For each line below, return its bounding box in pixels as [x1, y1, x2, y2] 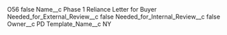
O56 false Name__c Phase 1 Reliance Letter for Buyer [7, 5, 157, 13]
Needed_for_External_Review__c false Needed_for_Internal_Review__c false [7, 12, 221, 21]
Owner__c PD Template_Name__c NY [7, 20, 112, 28]
